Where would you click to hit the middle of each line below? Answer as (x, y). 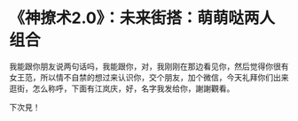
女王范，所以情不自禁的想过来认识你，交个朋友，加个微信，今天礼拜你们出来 (149, 77)
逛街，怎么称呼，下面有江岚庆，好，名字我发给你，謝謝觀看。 (122, 88)
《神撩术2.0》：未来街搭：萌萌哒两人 (142, 18)
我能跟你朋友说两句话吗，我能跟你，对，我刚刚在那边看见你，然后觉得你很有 (149, 66)
